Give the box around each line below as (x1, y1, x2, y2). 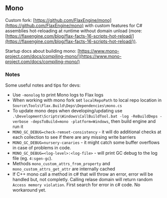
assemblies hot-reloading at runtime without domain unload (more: (5, 27, 143, 34)
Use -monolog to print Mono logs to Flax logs (12, 92, 104, 98)
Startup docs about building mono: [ (5, 48, 80, 54)
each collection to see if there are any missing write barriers (12, 134, 136, 140)
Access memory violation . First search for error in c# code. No (12, 182, 141, 188)
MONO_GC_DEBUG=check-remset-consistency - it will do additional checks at (12, 129, 162, 135)
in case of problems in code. (12, 145, 71, 151)
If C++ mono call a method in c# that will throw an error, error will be (12, 171, 154, 177)
